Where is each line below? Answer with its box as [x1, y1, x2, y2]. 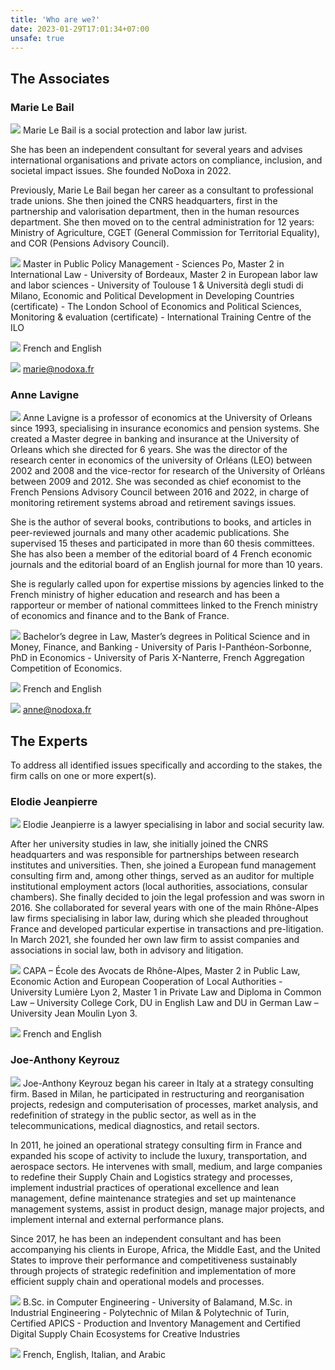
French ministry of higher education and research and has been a [10, 589, 280, 601]
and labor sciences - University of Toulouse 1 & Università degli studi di [10, 279, 304, 291]
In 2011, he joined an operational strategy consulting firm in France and [10, 1139, 303, 1151]
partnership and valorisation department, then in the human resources [10, 206, 300, 218]
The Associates [10, 70, 110, 87]
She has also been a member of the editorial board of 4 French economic [10, 548, 313, 560]
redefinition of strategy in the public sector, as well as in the [10, 1109, 257, 1121]
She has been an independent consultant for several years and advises [10, 144, 303, 156]
